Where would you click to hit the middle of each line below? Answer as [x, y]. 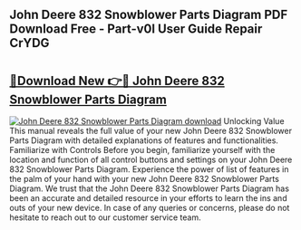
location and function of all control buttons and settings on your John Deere [151, 159]
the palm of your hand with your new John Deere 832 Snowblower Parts [144, 179]
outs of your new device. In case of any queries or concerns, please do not [150, 208]
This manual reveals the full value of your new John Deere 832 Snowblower [151, 131]
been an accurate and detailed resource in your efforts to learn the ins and [148, 198]
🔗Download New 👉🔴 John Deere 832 [117, 81]
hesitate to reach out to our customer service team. [105, 217]
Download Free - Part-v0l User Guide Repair [136, 29]
